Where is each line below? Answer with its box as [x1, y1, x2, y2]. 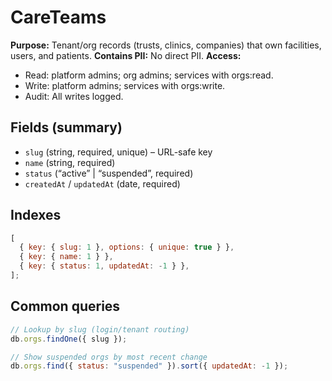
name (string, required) [24, 156, 116, 168]
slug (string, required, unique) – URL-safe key [24, 146, 213, 158]
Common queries [10, 298, 121, 315]
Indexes [10, 207, 62, 224]
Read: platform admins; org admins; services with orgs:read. [24, 69, 274, 81]
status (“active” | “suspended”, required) [24, 167, 194, 179]
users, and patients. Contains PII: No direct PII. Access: [10, 49, 242, 61]
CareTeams [10, 6, 107, 29]
